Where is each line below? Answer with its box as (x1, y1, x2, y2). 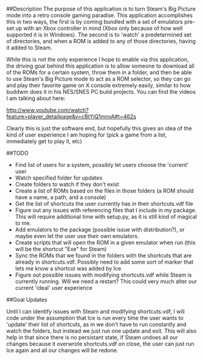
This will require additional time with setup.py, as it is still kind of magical (15, 213, 198, 220)
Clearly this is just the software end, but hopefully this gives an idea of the (6, 125, 193, 132)
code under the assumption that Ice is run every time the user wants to (6, 314, 184, 322)
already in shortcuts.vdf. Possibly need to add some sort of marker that (15, 258, 194, 266)
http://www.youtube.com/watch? (6, 107, 89, 113)
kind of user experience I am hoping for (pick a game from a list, (6, 131, 167, 138)
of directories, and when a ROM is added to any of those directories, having (6, 38, 196, 44)
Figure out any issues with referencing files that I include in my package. (15, 206, 197, 214)
